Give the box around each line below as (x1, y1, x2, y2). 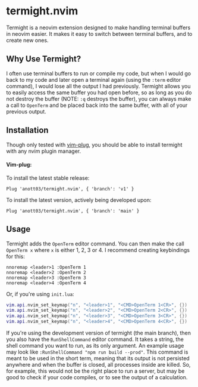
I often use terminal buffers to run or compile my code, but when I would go (6, 70, 191, 77)
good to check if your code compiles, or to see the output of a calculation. (6, 374, 188, 381)
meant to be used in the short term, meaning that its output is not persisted (6, 355, 190, 362)
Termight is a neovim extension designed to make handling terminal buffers (6, 24, 191, 31)
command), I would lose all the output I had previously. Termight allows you (6, 82, 191, 90)
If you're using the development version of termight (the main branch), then (6, 330, 191, 337)
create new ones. (6, 36, 49, 44)
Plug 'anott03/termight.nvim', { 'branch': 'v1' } (6, 186, 134, 192)
